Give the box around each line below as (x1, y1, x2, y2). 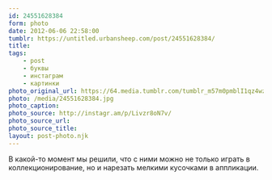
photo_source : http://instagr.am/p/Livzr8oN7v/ (8, 110, 172, 118)
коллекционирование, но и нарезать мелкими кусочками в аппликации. (8, 162, 259, 172)
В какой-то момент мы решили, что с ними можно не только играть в (8, 154, 251, 164)
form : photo (8, 19, 49, 27)
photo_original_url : (8, 86, 79, 95)
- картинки (23, 79, 60, 87)
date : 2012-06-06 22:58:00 (8, 27, 100, 35)
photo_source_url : (8, 117, 70, 125)
